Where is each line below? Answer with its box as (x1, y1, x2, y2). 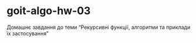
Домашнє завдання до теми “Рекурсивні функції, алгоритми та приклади (6, 24, 191, 31)
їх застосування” (6, 29, 49, 37)
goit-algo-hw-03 (6, 4, 91, 18)
